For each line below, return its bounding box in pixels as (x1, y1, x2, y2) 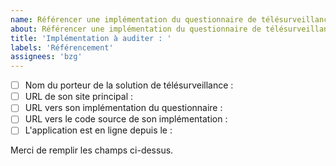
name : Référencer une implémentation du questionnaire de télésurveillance (10, 14, 333, 25)
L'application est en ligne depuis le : (24, 124, 173, 136)
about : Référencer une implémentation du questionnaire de (10, 24, 262, 34)
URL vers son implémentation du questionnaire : (24, 102, 223, 114)
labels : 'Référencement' (10, 42, 114, 53)
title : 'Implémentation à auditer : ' (10, 33, 172, 43)
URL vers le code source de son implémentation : (24, 113, 228, 125)
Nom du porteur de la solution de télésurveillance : (24, 79, 234, 91)
